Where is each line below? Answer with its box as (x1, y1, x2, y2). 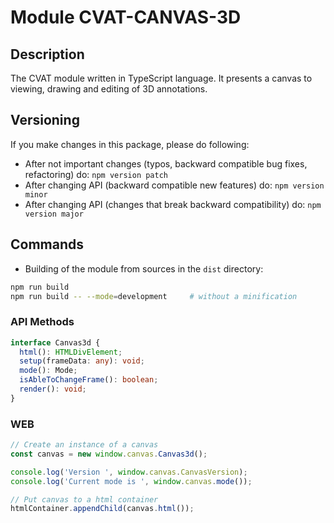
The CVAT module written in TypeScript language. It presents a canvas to (10, 72, 313, 84)
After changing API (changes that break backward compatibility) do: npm (24, 198, 322, 210)
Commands (10, 236, 85, 253)
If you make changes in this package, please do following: (10, 138, 250, 150)
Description (10, 46, 85, 63)
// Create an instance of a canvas (10, 440, 159, 450)
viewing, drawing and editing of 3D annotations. (10, 83, 208, 95)
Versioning (10, 112, 80, 129)
